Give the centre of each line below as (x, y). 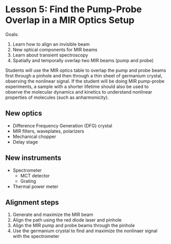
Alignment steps (32, 202)
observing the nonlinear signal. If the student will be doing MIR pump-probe (85, 81)
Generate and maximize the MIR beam (53, 214)
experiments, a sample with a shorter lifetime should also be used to (77, 86)
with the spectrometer (36, 236)
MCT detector (35, 175)
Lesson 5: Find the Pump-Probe (74, 9)
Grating (28, 181)
